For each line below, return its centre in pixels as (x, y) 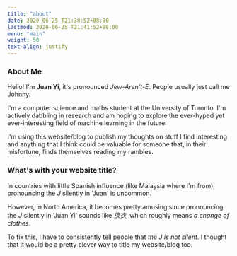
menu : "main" (27, 34)
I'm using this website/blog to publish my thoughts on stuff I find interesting (117, 137)
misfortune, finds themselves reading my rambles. (80, 152)
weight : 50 (23, 40)
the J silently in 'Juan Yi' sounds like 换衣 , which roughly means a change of (118, 215)
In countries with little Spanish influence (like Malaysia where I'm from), (111, 185)
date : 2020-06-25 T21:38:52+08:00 (58, 21)
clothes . (19, 223)
